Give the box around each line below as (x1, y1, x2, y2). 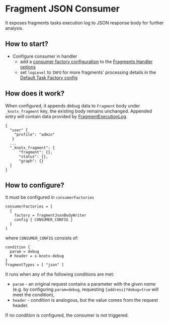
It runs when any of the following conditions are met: (5, 271, 115, 278)
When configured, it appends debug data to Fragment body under (5, 102, 140, 109)
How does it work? (5, 89, 65, 98)
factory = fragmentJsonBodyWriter (14, 213, 87, 218)
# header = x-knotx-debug (10, 253, 64, 259)
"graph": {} (18, 158, 44, 164)
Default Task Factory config (20, 74, 78, 81)
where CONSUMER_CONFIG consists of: (5, 235, 79, 241)
